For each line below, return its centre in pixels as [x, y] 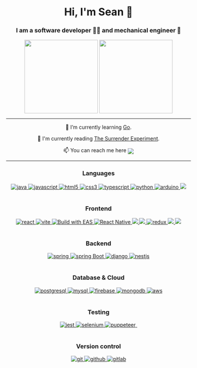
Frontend [98, 208]
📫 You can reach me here [95, 150]
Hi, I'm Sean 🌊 [98, 12]
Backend [98, 243]
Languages [98, 173]
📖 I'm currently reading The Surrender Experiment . [98, 139]
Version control [98, 346]
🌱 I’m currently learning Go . [98, 127]
